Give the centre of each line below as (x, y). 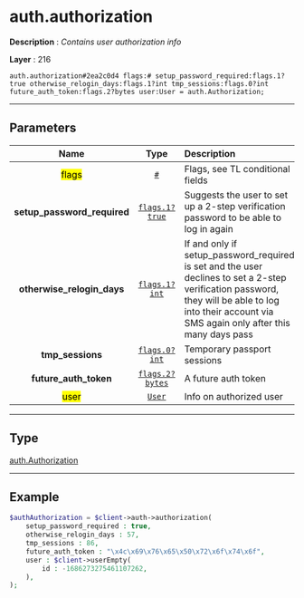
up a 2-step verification (235, 206)
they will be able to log (232, 300)
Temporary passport (228, 349)
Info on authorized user (233, 396)
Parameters (43, 128)
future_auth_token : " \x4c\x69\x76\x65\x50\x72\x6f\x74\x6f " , (145, 551)
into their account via (229, 312)
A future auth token (225, 378)
